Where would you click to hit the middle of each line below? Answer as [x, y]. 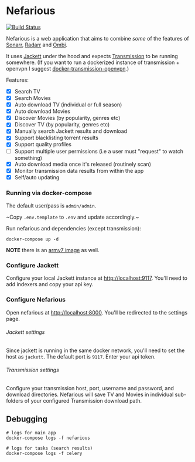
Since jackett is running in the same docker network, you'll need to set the [95, 350]
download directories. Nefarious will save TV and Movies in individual [90, 394]
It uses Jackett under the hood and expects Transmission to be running [92, 56]
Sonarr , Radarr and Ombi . [37, 45]
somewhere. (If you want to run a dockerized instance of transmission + [93, 62]
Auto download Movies [42, 111]
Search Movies [32, 98]
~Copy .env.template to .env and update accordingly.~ [73, 217]
